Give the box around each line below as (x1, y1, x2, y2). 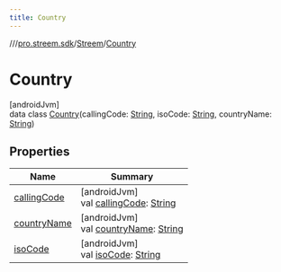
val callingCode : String (80, 197, 177, 209)
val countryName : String (80, 223, 184, 235)
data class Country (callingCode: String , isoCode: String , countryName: (9, 109, 272, 119)
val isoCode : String (80, 249, 161, 261)
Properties (9, 144, 70, 159)
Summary (111, 171, 154, 183)
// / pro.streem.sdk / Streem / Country (9, 38, 137, 48)
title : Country (9, 13, 67, 22)
